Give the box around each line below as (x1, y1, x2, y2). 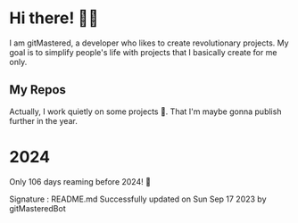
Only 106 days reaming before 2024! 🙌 (9, 176, 152, 186)
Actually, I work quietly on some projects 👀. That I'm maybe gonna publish (9, 106, 282, 117)
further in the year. (9, 115, 78, 126)
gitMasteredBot (9, 202, 66, 213)
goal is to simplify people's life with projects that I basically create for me (9, 46, 277, 57)
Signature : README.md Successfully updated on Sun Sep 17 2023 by (9, 194, 267, 204)
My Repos (9, 82, 67, 97)
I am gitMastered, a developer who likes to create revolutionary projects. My (9, 37, 289, 48)
